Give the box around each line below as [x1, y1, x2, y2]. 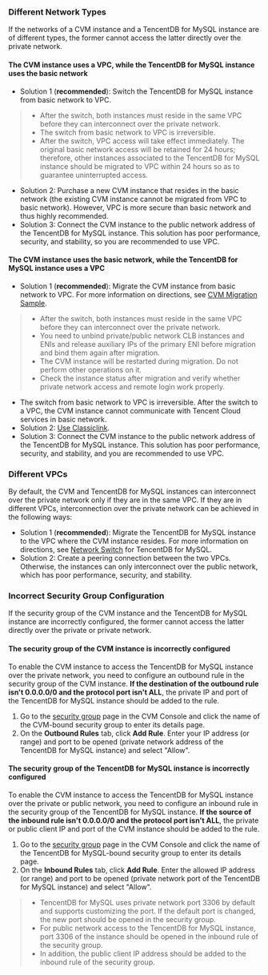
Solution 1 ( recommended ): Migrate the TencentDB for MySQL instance [19, 528, 256, 537]
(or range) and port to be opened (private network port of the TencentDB [19, 873, 261, 883]
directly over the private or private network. [8, 626, 152, 635]
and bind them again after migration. [39, 348, 160, 357]
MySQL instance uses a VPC [8, 264, 106, 273]
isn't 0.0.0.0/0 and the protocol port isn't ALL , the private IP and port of [8, 687, 249, 697]
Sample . [19, 298, 48, 308]
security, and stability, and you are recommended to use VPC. [19, 448, 224, 458]
